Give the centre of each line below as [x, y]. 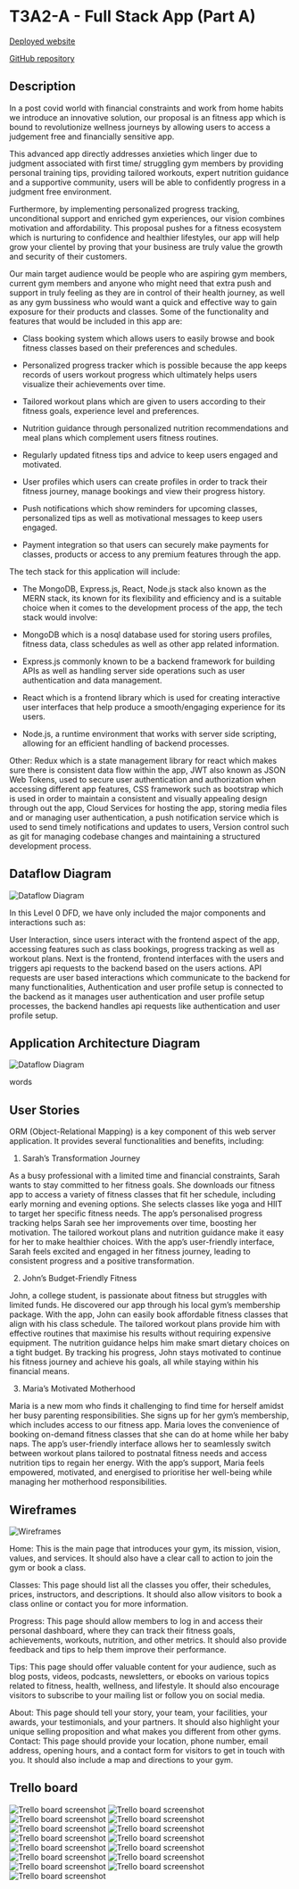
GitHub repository [42, 58]
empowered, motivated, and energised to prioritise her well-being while [141, 1472]
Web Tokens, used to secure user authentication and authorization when [143, 779]
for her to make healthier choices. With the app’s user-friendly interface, [142, 1242]
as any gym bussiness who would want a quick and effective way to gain [143, 302]
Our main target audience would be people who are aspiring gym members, [148, 273]
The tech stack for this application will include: [95, 571]
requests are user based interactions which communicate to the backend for [150, 977]
